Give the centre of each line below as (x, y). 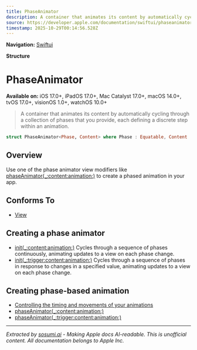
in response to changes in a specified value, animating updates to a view (102, 266)
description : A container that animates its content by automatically (94, 17)
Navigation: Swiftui (30, 45)
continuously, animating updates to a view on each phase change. (94, 254)
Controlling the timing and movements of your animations (84, 305)
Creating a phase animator (56, 233)
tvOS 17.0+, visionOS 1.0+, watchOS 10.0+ (57, 102)
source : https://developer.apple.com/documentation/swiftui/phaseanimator (99, 22)
